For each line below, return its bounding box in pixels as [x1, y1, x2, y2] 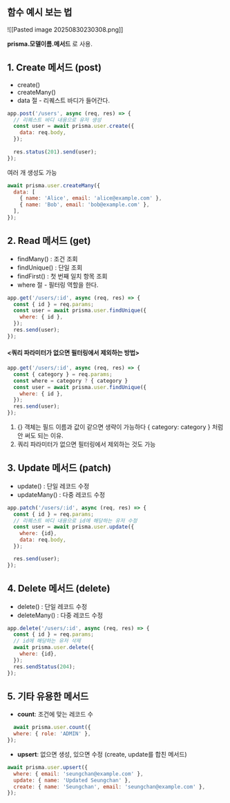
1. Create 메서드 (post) [7, 62, 102, 74]
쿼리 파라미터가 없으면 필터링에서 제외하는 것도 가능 [17, 440, 156, 448]
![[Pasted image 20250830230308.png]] [7, 25, 124, 33]
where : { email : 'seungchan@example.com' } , [13, 770, 144, 777]
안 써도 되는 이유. [17, 431, 64, 440]
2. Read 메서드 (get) [7, 235, 91, 247]
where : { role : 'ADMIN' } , [13, 730, 91, 737]
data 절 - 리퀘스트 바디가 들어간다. [17, 96, 111, 104]
